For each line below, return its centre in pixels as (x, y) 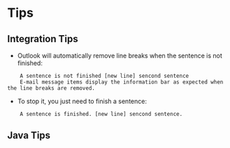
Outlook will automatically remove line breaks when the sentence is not (120, 55)
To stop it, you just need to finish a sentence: (82, 101)
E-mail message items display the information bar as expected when (122, 82)
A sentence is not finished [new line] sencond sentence (105, 76)
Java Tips (29, 136)
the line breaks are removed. (51, 88)
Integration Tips (43, 39)
